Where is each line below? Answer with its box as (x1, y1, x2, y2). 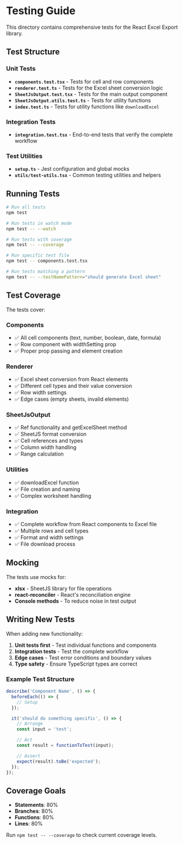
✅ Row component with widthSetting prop (14, 340, 116, 348)
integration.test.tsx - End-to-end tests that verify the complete (14, 131, 173, 138)
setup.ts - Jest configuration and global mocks (14, 165, 130, 172)
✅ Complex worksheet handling (14, 492, 91, 499)
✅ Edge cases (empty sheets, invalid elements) (14, 396, 129, 403)
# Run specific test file (6, 252, 69, 258)
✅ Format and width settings (14, 534, 84, 541)
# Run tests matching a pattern (6, 269, 85, 275)
